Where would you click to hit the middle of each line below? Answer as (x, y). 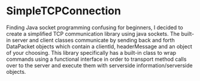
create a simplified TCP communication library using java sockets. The (93, 33)
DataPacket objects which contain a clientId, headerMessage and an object (99, 46)
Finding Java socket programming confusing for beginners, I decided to (95, 27)
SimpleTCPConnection (64, 11)
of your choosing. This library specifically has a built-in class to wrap (91, 52)
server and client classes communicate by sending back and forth (93, 40)
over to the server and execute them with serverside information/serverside (99, 65)
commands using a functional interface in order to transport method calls (96, 59)
